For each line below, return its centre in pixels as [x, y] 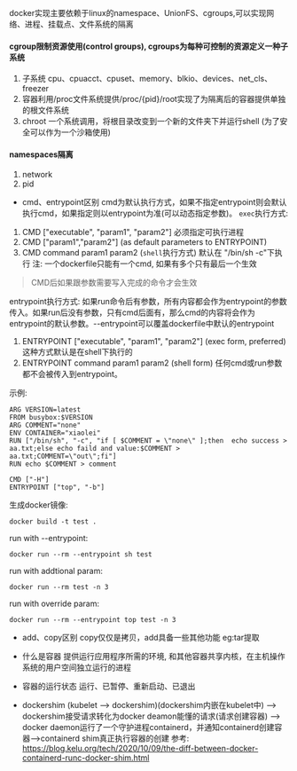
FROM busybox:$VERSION [51, 418]
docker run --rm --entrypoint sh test [81, 555]
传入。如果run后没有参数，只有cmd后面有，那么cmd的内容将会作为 [132, 312]
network [37, 175]
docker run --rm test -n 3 [59, 587]
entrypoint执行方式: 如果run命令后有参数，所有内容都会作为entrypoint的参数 [148, 302]
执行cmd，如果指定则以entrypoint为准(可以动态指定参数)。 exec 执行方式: [155, 213]
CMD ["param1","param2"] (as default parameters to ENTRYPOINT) [145, 242]
